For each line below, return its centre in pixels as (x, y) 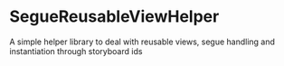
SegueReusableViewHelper (114, 17)
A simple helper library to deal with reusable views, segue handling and (142, 42)
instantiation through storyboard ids (76, 51)
